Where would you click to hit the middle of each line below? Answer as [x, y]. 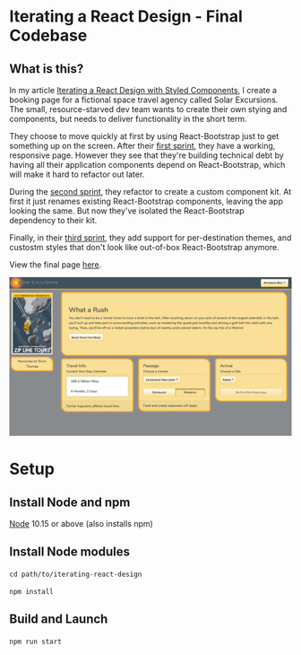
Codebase [48, 35]
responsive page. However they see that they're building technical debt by [146, 155]
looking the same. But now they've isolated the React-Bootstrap [127, 211]
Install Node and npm [70, 502]
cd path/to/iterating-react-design [76, 574]
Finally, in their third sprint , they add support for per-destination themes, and [150, 238]
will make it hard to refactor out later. [77, 174]
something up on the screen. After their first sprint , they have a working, [142, 146]
